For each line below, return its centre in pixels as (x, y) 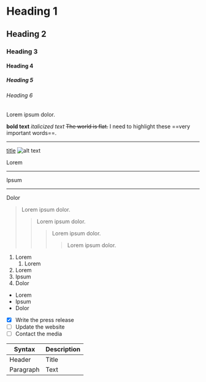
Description (63, 349)
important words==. (32, 132)
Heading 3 (22, 52)
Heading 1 (32, 11)
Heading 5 (20, 80)
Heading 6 (20, 96)
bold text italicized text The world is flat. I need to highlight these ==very (98, 126)
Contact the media (39, 334)
